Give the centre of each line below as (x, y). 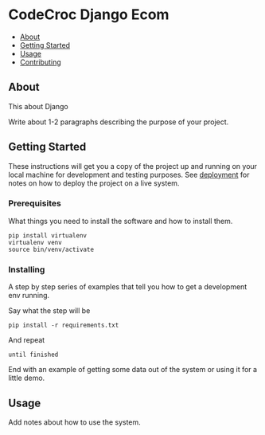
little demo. (27, 378)
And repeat (27, 340)
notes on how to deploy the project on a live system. (94, 183)
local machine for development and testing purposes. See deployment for (129, 174)
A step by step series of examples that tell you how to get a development (128, 287)
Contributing (40, 62)
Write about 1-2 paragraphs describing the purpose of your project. (119, 122)
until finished (33, 355)
